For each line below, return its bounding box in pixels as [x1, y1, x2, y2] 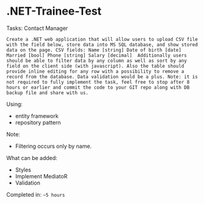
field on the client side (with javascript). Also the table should [6, 63, 184, 69]
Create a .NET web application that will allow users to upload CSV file [6, 36, 199, 42]
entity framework [15, 112, 59, 120]
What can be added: [6, 154, 58, 161]
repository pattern [15, 118, 61, 126]
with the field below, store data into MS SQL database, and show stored [6, 42, 199, 48]
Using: [6, 100, 23, 107]
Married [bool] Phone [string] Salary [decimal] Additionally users [6, 52, 188, 59]
